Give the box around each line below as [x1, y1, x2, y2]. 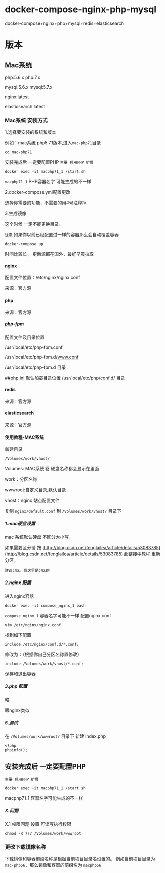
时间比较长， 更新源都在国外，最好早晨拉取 [5, 251, 94, 257]
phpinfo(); [5, 748, 28, 753]
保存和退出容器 [5, 671, 36, 677]
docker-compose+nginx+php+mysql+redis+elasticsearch [5, 20, 124, 26]
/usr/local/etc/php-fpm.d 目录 [5, 364, 66, 370]
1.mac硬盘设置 [5, 520, 36, 526]
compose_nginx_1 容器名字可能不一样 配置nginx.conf [5, 613, 111, 619]
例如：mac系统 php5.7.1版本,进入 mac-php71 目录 [5, 140, 101, 146]
